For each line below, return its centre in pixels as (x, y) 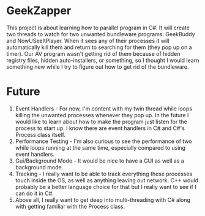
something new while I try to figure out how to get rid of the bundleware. (98, 67)
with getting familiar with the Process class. (70, 206)
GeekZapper (39, 11)
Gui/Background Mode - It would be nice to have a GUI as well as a (100, 161)
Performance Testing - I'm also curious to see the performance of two (103, 141)
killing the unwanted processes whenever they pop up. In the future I (102, 115)
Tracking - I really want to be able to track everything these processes (104, 174)
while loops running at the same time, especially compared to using (100, 147)
